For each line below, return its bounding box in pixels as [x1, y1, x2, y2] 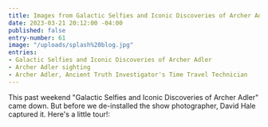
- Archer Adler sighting [8, 63, 91, 71]
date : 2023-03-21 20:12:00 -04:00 [8, 19, 124, 27]
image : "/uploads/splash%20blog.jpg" [8, 41, 134, 49]
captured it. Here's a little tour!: [8, 109, 110, 119]
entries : [8, 48, 37, 56]
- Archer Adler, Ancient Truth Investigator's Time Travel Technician [8, 71, 248, 79]
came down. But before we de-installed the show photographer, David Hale [8, 101, 256, 110]
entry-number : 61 [8, 33, 66, 42]
